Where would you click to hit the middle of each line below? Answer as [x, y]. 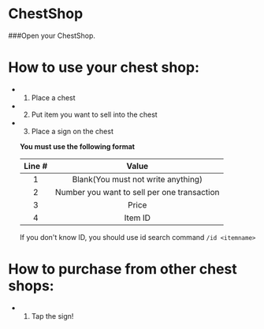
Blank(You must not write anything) [138, 179]
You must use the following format [77, 146]
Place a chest [54, 97]
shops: [31, 286]
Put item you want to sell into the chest [94, 114]
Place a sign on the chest [73, 131]
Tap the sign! [52, 316]
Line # [35, 166]
